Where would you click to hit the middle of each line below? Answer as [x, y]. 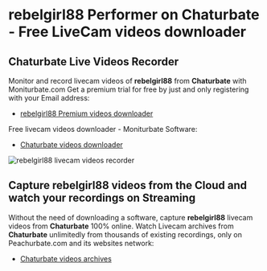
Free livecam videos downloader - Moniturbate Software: [103, 129]
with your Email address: [49, 98]
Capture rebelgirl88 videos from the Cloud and [128, 185]
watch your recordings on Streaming [102, 198]
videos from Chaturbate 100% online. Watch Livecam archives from [121, 226]
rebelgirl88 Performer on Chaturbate [134, 15]
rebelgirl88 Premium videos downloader [86, 113]
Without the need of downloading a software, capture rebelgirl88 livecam [131, 217]
